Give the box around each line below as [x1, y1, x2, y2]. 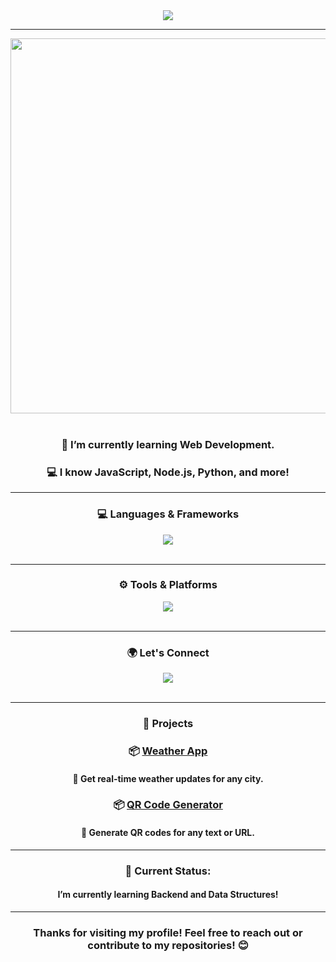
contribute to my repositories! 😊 [87, 938, 249, 952]
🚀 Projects [142, 717, 194, 731]
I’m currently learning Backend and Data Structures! [57, 889, 279, 901]
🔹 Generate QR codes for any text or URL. [81, 827, 255, 839]
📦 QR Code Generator [113, 798, 223, 812]
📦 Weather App [128, 744, 208, 758]
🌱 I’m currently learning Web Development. [61, 437, 275, 451]
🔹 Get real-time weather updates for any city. [72, 772, 264, 784]
